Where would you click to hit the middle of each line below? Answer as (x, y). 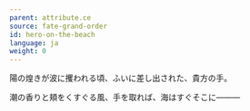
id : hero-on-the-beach (52, 34)
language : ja (34, 43)
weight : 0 (28, 51)
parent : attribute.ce (50, 18)
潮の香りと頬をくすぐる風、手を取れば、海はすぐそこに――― (125, 97)
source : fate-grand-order (58, 26)
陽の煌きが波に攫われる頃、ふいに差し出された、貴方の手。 (121, 79)
